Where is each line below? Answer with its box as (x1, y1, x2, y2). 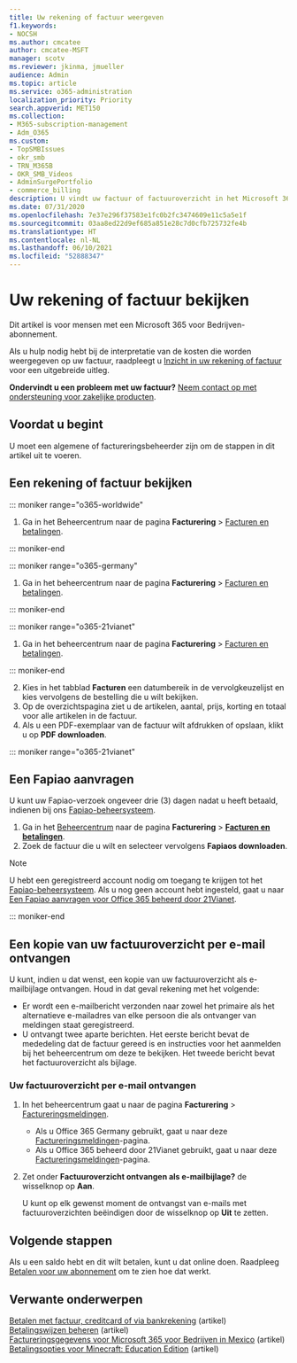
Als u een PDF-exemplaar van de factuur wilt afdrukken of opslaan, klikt (21, 720, 284, 730)
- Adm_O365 (9, 129, 49, 137)
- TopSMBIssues (9, 144, 65, 153)
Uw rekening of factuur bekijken (9, 290, 250, 310)
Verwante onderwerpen (9, 1291, 143, 1307)
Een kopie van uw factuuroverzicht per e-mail (9, 937, 266, 952)
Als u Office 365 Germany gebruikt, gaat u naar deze (34, 1126, 228, 1137)
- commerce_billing (9, 186, 81, 195)
